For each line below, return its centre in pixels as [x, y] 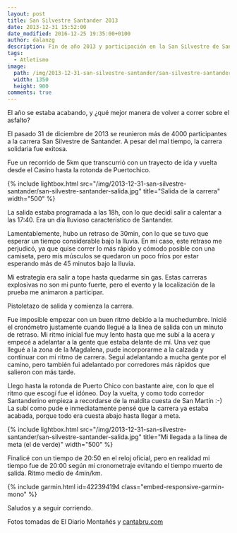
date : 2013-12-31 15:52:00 [47, 27]
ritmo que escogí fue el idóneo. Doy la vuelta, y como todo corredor [106, 393]
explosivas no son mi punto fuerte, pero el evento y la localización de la [111, 285]
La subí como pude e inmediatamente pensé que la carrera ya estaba [108, 408]
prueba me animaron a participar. [56, 292]
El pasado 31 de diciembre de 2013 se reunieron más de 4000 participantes [117, 134]
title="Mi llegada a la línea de [186, 437]
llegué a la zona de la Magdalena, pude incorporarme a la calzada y [106, 349]
